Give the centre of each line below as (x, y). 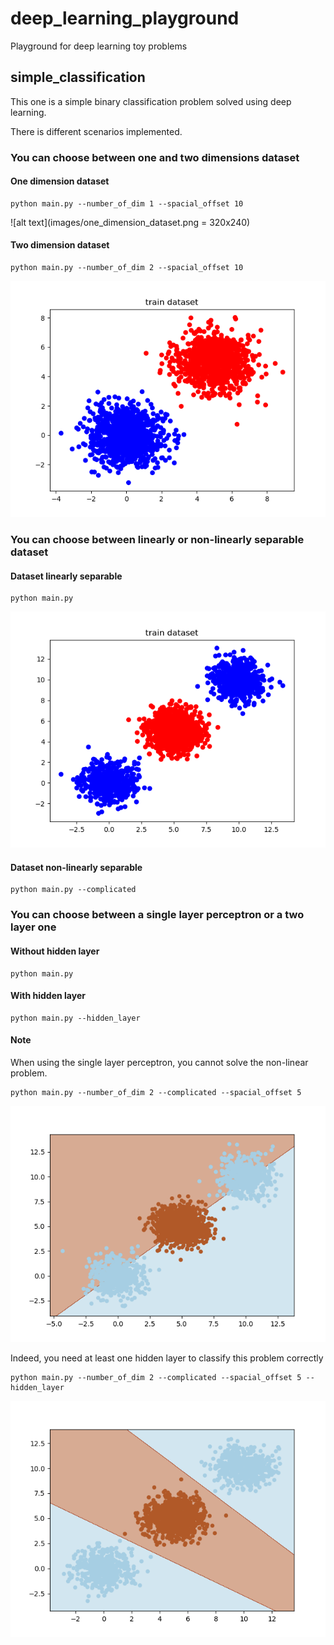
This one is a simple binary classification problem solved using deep (151, 101)
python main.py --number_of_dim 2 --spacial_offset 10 (127, 268)
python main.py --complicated (73, 890)
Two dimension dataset (60, 245)
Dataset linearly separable (66, 576)
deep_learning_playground (125, 18)
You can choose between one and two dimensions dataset (155, 157)
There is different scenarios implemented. (96, 131)
